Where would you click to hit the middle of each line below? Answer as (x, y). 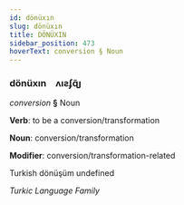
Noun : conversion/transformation (72, 138)
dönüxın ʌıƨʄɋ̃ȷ (45, 83)
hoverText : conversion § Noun (67, 52)
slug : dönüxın (36, 26)
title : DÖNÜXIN (38, 34)
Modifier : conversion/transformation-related (92, 156)
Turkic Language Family (54, 190)
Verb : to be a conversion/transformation (85, 121)
